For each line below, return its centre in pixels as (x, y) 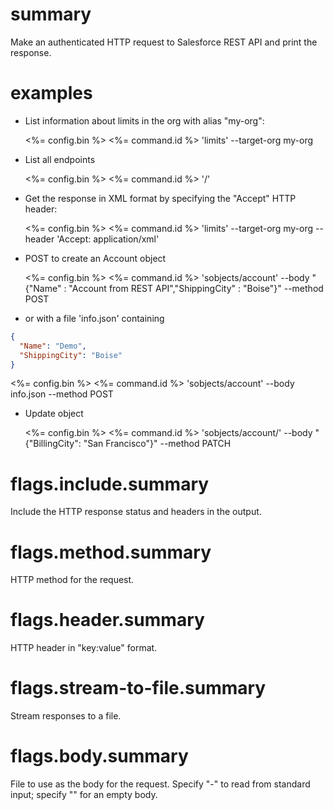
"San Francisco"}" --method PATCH (157, 444)
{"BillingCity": (53, 444)
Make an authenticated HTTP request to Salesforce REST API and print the (164, 42)
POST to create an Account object (95, 258)
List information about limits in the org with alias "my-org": (144, 120)
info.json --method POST (62, 394)
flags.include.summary (110, 484)
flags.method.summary (111, 552)
